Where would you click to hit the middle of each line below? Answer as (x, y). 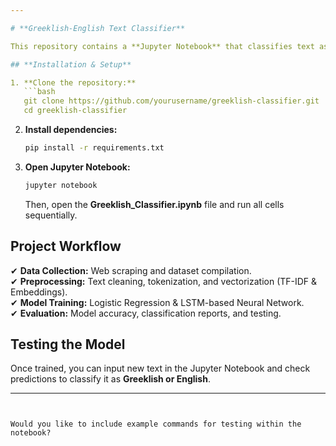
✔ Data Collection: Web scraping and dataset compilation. (131, 270)
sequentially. (51, 215)
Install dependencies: (71, 129)
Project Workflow (66, 246)
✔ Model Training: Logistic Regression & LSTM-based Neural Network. (157, 302)
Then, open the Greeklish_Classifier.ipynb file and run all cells (154, 204)
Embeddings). (39, 292)
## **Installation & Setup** (71, 64)
